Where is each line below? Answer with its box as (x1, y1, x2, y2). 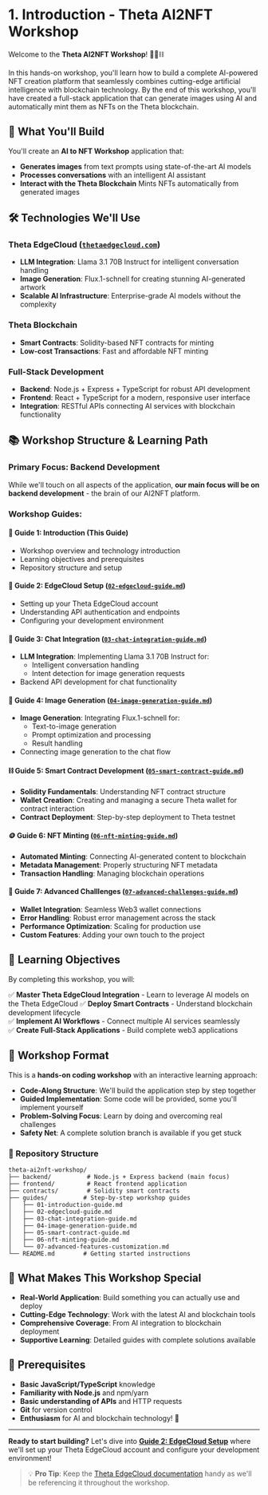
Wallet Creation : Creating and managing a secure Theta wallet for (19, 795, 238, 805)
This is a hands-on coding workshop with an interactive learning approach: (8, 1070, 258, 1079)
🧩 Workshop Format (8, 1049, 109, 1062)
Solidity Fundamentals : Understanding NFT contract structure (19, 786, 226, 796)
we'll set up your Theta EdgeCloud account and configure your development (8, 1445, 260, 1454)
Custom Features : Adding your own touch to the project (19, 930, 205, 939)
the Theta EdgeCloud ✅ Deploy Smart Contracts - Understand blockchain (8, 999, 253, 1008)
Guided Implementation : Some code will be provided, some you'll (19, 1094, 237, 1103)
